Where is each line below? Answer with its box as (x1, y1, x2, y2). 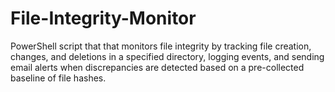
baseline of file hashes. (10, 72, 107, 84)
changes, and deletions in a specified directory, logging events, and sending (10, 50, 325, 62)
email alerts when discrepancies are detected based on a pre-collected (10, 61, 305, 73)
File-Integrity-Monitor (10, 7, 197, 30)
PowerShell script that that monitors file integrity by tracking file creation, (10, 40, 312, 52)
